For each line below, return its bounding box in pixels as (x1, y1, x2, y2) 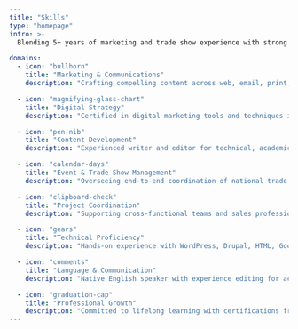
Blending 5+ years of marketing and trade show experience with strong (17, 37, 288, 47)
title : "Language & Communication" (25, 266, 157, 275)
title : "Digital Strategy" (25, 103, 125, 112)
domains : (9, 54, 42, 63)
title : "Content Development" (25, 135, 137, 145)
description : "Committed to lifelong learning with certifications (25, 307, 279, 316)
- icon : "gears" (17, 225, 77, 234)
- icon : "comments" (17, 258, 90, 267)
